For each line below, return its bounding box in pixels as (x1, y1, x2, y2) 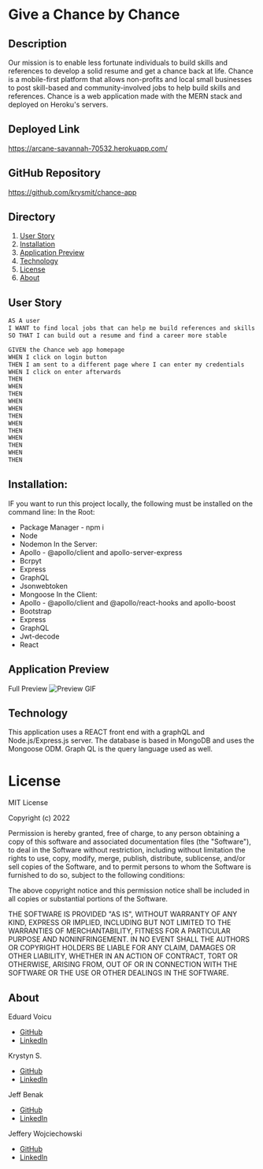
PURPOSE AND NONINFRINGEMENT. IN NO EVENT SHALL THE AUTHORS (8, 935, 250, 944)
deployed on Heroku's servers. (8, 100, 109, 109)
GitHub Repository (8, 167, 101, 180)
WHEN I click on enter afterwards (8, 368, 122, 376)
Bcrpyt (19, 556, 42, 565)
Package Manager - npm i (19, 523, 105, 532)
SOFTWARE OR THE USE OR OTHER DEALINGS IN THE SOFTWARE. (8, 969, 229, 978)
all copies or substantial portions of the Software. (8, 894, 168, 904)
